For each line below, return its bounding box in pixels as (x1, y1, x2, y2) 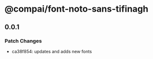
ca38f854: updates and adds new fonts (11, 48, 92, 54)
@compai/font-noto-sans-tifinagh (4, 3, 149, 15)
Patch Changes (4, 38, 42, 44)
